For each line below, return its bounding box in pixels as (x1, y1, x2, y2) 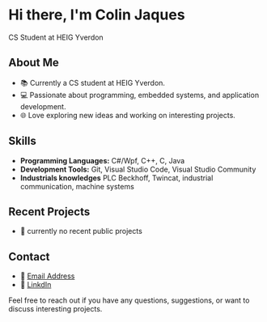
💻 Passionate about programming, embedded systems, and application (19, 90, 260, 100)
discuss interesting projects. (8, 304, 103, 314)
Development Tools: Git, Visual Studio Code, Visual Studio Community (19, 164, 256, 174)
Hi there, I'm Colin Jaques (8, 6, 185, 24)
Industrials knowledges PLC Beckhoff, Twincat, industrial (19, 172, 214, 183)
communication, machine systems (19, 181, 135, 191)
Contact (8, 249, 50, 264)
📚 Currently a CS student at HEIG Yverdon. (19, 78, 166, 87)
